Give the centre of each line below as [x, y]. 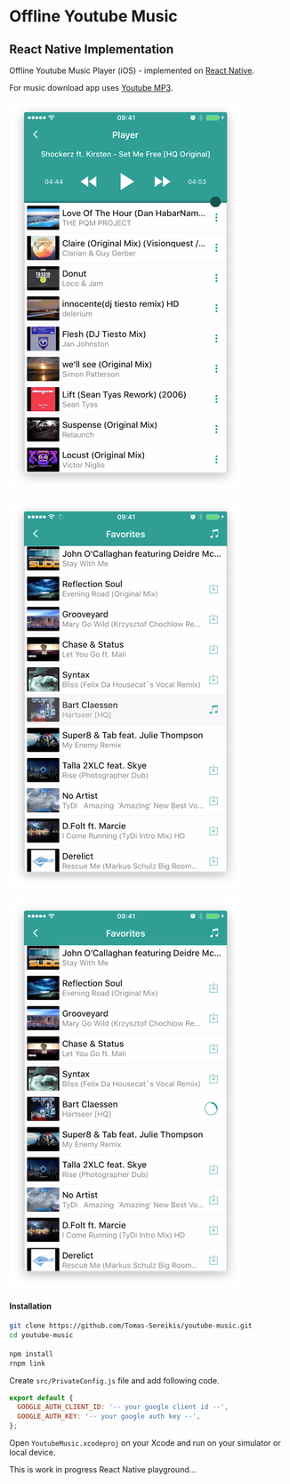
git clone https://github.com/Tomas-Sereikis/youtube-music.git [131, 1326]
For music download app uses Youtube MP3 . [91, 88]
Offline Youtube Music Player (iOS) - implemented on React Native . [132, 70]
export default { [41, 1398]
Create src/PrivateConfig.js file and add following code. [114, 1380]
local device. [32, 1453]
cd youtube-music [41, 1335]
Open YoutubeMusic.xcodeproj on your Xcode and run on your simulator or [145, 1443]
